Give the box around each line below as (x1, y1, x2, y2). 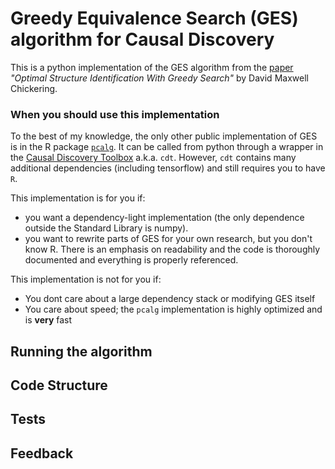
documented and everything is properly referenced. (24, 254, 239, 266)
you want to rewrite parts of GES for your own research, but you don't (24, 233, 313, 245)
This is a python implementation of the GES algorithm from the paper (10, 61, 294, 73)
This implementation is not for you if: (10, 273, 162, 286)
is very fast (24, 314, 73, 326)
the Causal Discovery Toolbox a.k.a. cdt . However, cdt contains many (10, 152, 297, 164)
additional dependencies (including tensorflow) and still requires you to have (10, 162, 326, 174)
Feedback (10, 445, 74, 462)
